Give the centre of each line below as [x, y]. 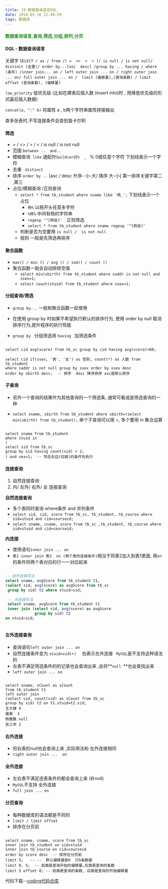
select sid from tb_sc [29, 447]
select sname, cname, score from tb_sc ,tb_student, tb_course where [87, 524]
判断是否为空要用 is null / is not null [63, 232]
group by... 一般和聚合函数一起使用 [50, 308]
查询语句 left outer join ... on [46, 647]
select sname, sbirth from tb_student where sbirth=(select [77, 414]
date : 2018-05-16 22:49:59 [33, 15]
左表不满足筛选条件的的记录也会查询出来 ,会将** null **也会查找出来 [83, 666]
